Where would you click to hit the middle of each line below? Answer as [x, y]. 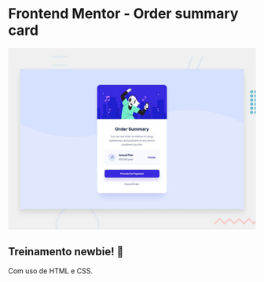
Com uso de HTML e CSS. [50, 271]
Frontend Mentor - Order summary [123, 14]
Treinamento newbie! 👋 [66, 252]
